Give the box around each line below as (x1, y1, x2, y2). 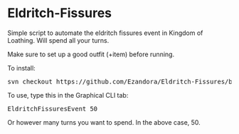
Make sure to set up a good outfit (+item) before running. (7, 50, 175, 58)
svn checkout (7, 77, 53, 86)
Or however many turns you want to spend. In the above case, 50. (7, 118, 201, 126)
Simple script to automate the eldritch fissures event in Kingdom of (7, 29, 203, 37)
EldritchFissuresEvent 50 (7, 105, 98, 113)
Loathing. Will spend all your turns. (7, 36, 110, 44)
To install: (7, 63, 36, 72)
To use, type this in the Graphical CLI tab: (7, 91, 129, 99)
